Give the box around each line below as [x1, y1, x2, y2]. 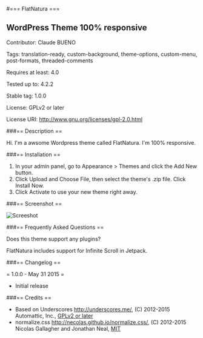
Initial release [15, 282, 48, 290]
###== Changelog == [6, 259, 61, 266]
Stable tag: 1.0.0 [6, 92, 47, 99]
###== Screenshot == [6, 200, 62, 207]
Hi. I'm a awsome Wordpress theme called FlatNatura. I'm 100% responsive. [6, 139, 196, 146]
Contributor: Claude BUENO [6, 39, 76, 46]
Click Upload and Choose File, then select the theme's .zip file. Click [15, 175, 186, 182]
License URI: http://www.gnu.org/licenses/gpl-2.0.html [6, 115, 143, 123]
